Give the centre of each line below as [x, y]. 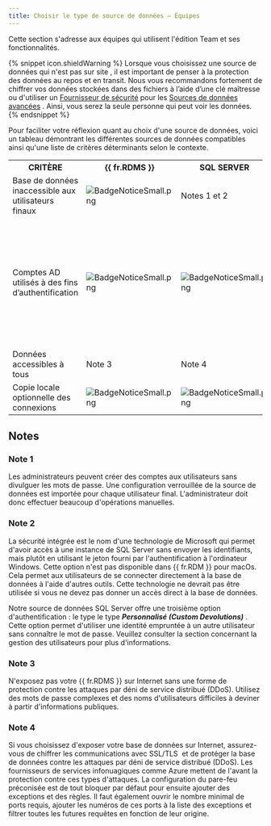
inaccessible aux [44, 191]
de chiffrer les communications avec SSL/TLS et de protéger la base [141, 754]
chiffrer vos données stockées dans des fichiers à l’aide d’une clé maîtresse [134, 89]
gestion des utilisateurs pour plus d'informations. [90, 642]
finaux [24, 211]
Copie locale [36, 387]
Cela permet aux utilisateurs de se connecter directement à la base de [125, 575]
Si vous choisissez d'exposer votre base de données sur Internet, [117, 745]
